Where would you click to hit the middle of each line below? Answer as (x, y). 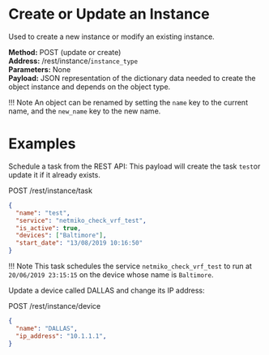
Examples (42, 144)
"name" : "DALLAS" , (47, 328)
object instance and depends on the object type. (90, 87)
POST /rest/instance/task (51, 190)
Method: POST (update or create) (65, 52)
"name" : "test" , (43, 213)
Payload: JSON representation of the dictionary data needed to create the (132, 78)
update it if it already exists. (55, 174)
